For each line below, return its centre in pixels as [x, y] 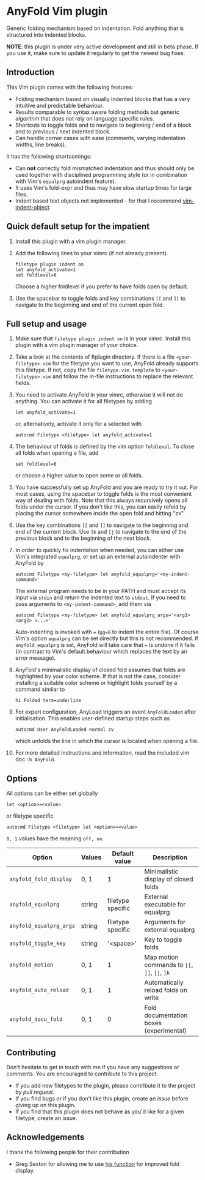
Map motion [161, 957]
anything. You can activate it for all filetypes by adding [84, 401]
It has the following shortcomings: [49, 156]
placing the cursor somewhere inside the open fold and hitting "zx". [100, 513]
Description [170, 857]
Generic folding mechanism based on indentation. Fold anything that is [95, 28]
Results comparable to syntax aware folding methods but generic [97, 112]
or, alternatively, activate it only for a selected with [78, 424]
